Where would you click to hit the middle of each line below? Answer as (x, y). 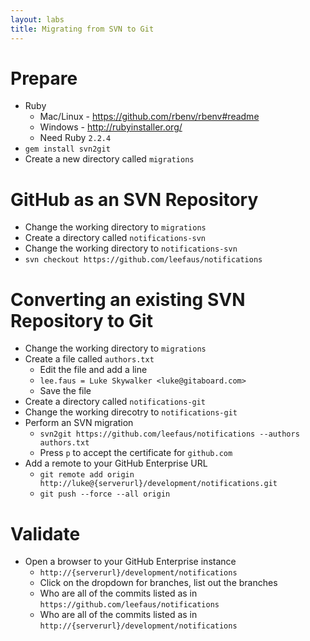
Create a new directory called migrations (109, 159)
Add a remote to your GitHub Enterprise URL (116, 463)
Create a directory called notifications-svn (115, 238)
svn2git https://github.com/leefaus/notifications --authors (169, 434)
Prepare (44, 78)
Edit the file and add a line (93, 370)
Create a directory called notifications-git (115, 402)
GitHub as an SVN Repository (134, 199)
